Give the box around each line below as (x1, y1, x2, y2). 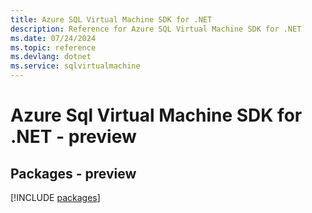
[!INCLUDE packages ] (10, 192, 101, 203)
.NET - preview (10, 126, 137, 148)
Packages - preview (10, 165, 137, 182)
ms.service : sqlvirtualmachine (10, 61, 141, 71)
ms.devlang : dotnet (10, 52, 92, 62)
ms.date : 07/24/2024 (10, 33, 97, 43)
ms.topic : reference (10, 42, 97, 53)
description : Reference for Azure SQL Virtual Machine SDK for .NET (10, 24, 302, 34)
